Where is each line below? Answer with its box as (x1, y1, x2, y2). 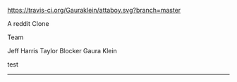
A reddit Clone (7, 20, 49, 27)
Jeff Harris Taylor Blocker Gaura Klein (7, 47, 118, 55)
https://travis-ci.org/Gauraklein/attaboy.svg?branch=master (7, 6, 181, 14)
